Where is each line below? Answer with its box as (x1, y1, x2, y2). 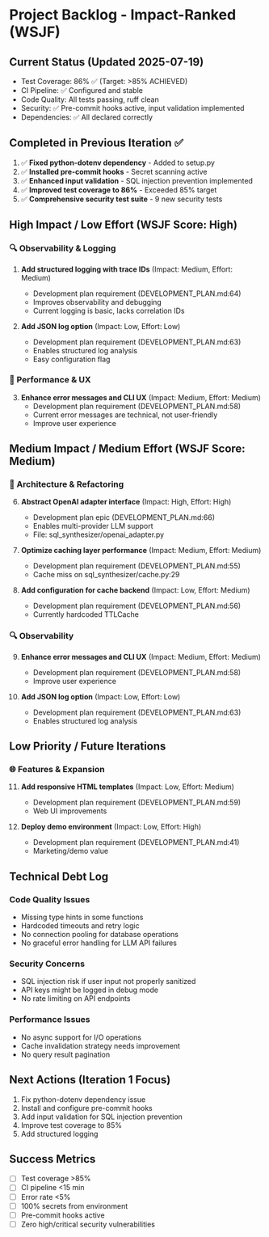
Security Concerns (9, 958, 86, 969)
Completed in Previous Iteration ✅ (9, 136, 184, 150)
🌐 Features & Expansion (9, 764, 105, 775)
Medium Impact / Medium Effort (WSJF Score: (9, 442, 246, 456)
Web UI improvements (32, 806, 107, 816)
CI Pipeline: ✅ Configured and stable (20, 86, 144, 95)
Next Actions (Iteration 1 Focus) (9, 1073, 171, 1087)
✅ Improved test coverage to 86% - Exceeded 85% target (20, 184, 217, 195)
